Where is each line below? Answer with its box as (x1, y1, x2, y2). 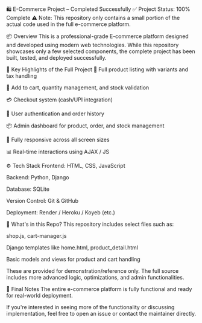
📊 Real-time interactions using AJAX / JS (6, 148, 110, 155)
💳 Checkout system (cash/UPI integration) (6, 96, 113, 103)
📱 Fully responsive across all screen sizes (6, 136, 110, 143)
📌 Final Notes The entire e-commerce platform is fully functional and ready (6, 286, 192, 292)
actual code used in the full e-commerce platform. (6, 21, 131, 28)
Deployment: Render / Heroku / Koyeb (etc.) (6, 209, 116, 216)
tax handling (6, 72, 37, 79)
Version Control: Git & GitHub (6, 197, 79, 204)
